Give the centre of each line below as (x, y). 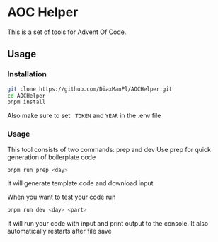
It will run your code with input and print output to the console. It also (108, 224)
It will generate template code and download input (80, 183)
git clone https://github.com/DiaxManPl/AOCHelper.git (90, 89)
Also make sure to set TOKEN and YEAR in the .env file (84, 116)
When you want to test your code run (62, 197)
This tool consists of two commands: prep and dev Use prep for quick (109, 149)
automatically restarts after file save (59, 231)
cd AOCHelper (27, 96)
